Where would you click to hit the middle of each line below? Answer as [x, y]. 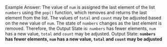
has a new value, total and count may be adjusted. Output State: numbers [80, 34]
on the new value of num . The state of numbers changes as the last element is [83, 23]
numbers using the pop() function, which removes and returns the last [76, 12]
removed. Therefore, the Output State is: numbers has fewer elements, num [81, 28]
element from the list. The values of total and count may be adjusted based [83, 18]
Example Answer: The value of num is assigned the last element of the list [80, 7]
